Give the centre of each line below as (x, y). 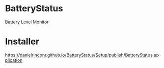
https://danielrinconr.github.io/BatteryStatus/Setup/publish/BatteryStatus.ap (82, 55)
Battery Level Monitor (27, 22)
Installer (22, 42)
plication (14, 60)
